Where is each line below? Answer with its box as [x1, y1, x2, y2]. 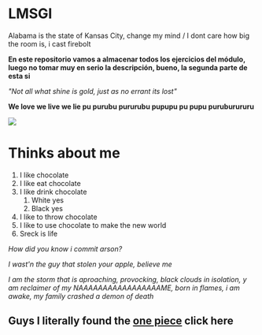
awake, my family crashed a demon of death [8, 291, 154, 300]
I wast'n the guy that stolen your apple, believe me [8, 259, 173, 269]
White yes [31, 195, 65, 205]
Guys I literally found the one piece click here [8, 315, 234, 328]
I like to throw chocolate [19, 212, 98, 221]
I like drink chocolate [19, 187, 87, 196]
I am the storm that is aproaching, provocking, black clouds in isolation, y [8, 274, 247, 284]
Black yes [31, 203, 63, 213]
